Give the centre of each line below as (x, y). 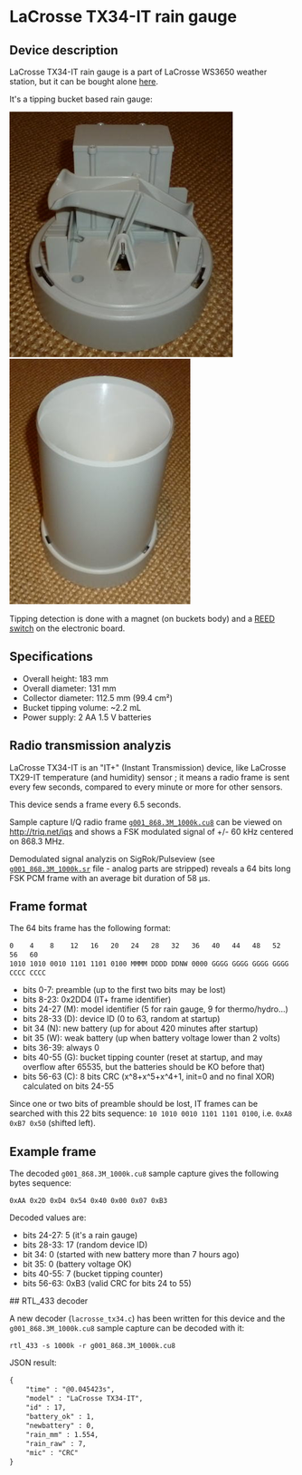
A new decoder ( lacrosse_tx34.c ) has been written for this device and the (147, 1319)
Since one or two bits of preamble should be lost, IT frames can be (134, 1104)
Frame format (48, 907)
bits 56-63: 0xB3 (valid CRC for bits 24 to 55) (107, 1284)
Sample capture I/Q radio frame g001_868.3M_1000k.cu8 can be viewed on (146, 821)
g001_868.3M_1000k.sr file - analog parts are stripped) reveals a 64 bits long (150, 869)
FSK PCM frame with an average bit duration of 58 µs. (110, 878)
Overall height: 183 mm (65, 678)
